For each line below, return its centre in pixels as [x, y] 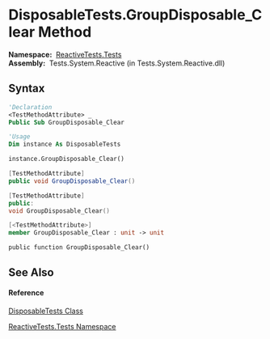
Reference [26, 293]
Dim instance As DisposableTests [65, 144]
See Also [31, 272]
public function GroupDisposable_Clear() [79, 248]
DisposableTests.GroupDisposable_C [135, 15]
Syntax [27, 89]
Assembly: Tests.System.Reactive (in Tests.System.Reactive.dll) [117, 63]
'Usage [19, 137]
